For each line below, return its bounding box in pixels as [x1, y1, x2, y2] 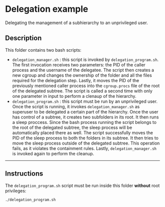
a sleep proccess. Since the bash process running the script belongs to [12, 119, 157, 125]
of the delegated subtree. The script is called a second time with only [12, 88, 153, 94]
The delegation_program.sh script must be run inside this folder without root [5, 182, 160, 188]
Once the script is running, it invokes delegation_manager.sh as [12, 103, 140, 109]
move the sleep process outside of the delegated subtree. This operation [12, 140, 160, 146]
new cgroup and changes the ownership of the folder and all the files [12, 72, 152, 78]
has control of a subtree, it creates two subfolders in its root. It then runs [12, 114, 159, 120]
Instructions [5, 170, 43, 178]
